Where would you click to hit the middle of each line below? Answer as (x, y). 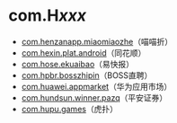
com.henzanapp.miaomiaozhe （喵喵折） (97, 41)
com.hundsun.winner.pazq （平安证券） (94, 97)
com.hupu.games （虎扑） (70, 109)
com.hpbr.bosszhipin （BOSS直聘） (87, 75)
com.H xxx (48, 16)
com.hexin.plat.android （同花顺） (84, 53)
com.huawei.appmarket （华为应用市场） (97, 86)
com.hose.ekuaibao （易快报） (78, 64)
